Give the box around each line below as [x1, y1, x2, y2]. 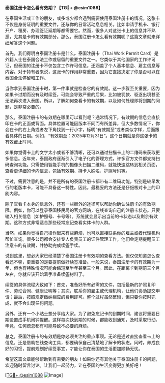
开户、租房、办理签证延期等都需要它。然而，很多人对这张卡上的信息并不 [5, 28, 151, 33]
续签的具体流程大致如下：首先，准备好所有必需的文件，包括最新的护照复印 [5, 282, 156, 287]
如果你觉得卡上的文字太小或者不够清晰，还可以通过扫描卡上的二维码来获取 [5, 150, 156, 155]
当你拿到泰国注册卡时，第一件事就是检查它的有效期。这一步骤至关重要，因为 [5, 86, 160, 91]
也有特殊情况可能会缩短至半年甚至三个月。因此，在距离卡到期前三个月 [18, 265, 160, 271]
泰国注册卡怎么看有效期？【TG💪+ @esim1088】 [5, 5, 103, 10]
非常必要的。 [18, 104, 44, 110]
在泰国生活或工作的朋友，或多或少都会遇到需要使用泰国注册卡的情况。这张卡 [5, 15, 160, 21]
